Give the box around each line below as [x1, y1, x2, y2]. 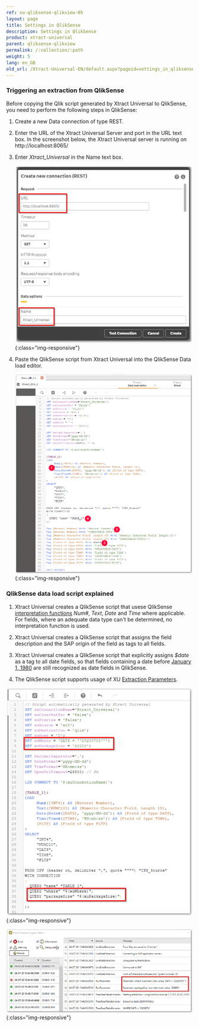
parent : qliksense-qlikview [6, 41, 76, 47]
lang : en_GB [6, 59, 36, 65]
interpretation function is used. [14, 622, 90, 629]
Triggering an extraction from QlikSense [6, 86, 124, 95]
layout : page [6, 15, 38, 22]
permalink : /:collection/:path [6, 48, 84, 54]
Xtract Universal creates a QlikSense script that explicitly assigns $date [14, 651, 190, 658]
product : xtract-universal [6, 34, 73, 41]
